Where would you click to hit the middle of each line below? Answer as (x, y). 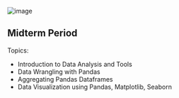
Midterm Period (42, 33)
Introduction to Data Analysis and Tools (75, 64)
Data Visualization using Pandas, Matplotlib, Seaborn (94, 87)
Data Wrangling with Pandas (59, 72)
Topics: (18, 50)
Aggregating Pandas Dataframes (65, 79)
